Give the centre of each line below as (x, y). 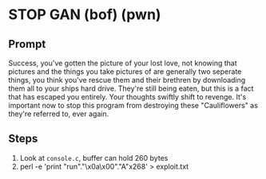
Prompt (27, 44)
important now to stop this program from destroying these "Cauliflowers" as (133, 105)
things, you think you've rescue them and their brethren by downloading (127, 80)
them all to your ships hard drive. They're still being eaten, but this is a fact (131, 88)
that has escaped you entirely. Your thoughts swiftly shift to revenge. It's (127, 97)
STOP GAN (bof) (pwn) (85, 15)
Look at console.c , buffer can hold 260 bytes (94, 158)
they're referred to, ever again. (59, 114)
